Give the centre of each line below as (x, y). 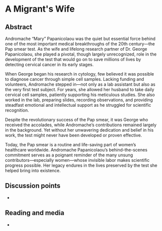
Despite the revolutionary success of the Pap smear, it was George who (77, 120)
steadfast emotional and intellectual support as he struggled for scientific (78, 105)
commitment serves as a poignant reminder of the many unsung (69, 155)
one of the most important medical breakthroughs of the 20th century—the (80, 44)
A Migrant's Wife (40, 9)
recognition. (17, 110)
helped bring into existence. (33, 171)
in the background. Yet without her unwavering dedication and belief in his (79, 130)
